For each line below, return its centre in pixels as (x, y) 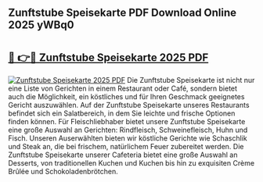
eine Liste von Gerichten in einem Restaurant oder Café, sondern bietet (122, 88)
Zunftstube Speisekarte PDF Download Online (122, 13)
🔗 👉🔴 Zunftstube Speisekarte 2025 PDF (108, 57)
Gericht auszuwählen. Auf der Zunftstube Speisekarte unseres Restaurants (129, 105)
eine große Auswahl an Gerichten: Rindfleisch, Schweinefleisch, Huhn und (128, 130)
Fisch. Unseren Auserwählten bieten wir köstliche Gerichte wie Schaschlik (128, 138)
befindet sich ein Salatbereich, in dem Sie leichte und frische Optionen (122, 113)
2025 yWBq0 (41, 25)
